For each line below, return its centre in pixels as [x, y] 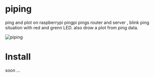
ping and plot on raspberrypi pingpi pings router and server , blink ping [77, 22]
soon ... [13, 70]
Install [18, 57]
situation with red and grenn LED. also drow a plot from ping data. [72, 27]
